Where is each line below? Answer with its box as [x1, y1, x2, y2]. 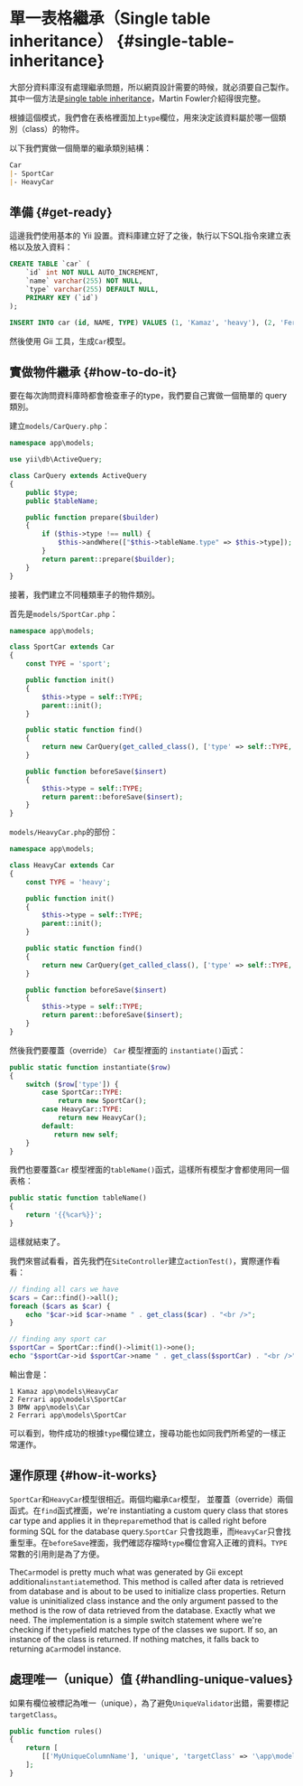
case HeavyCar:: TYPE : [41, 1105, 124, 1114]
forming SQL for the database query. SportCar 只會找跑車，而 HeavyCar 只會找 [9, 1526, 291, 1537]
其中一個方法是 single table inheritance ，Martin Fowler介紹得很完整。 [9, 92, 266, 104]
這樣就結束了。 [9, 1236, 65, 1247]
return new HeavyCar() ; [57, 1113, 147, 1123]
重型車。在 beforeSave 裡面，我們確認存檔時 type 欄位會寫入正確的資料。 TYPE [9, 1537, 288, 1548]
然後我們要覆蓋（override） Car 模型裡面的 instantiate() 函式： [9, 1044, 246, 1055]
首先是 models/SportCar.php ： [9, 608, 119, 619]
